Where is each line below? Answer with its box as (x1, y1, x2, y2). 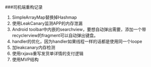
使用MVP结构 (12, 57, 39, 62)
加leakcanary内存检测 (12, 45, 55, 50)
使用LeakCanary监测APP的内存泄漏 (12, 21, 83, 26)
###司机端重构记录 (5, 4, 43, 10)
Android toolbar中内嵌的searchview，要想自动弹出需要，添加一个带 (12, 27, 146, 32)
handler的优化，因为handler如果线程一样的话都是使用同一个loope (12, 39, 142, 44)
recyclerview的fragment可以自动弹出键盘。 (12, 33, 98, 38)
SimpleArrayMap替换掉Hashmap (12, 14, 77, 20)
